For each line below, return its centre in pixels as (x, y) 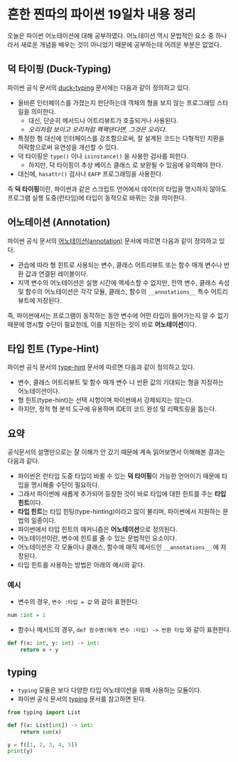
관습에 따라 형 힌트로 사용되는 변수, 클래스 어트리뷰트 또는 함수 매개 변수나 (120, 264)
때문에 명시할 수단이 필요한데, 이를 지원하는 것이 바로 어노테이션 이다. (102, 324)
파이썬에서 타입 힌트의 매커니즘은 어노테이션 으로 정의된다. (97, 530)
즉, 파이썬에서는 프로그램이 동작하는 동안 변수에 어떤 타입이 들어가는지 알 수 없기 (118, 315)
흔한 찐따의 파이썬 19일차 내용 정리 (102, 15)
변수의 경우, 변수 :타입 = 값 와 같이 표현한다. (79, 602)
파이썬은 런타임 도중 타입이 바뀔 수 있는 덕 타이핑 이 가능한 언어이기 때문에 (119, 476)
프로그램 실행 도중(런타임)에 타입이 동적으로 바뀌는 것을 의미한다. (97, 198)
